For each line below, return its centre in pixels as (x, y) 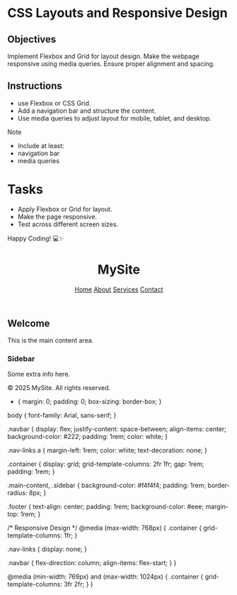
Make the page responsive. (57, 216)
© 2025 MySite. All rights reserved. (59, 388)
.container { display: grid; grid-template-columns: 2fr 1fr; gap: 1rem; (106, 464)
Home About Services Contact (119, 289)
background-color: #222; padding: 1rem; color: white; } (88, 437)
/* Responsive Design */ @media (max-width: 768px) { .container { (105, 528)
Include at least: (41, 145)
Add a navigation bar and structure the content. (87, 111)
